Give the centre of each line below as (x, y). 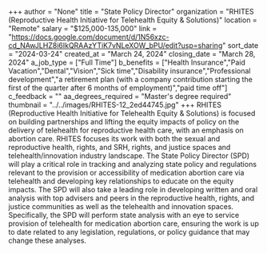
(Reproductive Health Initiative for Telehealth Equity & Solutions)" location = (133, 20)
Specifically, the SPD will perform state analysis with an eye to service (124, 215)
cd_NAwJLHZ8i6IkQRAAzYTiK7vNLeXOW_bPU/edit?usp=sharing (116, 45)
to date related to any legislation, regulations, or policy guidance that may (129, 232)
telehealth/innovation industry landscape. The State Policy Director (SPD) (129, 156)
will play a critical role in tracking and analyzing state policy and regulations (133, 164)
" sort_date (241, 45)
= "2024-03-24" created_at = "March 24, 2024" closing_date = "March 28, (132, 54)
